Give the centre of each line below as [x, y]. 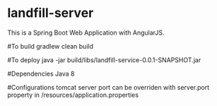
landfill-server [51, 13]
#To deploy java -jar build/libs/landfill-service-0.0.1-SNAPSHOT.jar [104, 60]
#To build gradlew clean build [51, 46]
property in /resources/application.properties [73, 95]
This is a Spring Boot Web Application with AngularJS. [86, 33]
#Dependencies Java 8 [41, 73]
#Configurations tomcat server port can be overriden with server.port [108, 87]
